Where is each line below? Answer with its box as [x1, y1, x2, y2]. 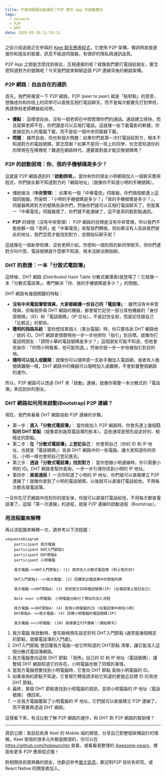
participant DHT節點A [14, 552, 57, 558]
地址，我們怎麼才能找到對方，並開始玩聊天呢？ [21, 231, 117, 237]
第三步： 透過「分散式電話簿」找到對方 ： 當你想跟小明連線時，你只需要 [12, 460, 157, 466]
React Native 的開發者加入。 [5, 766, 63, 772]
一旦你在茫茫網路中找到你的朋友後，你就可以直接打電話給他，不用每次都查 [5, 495, 157, 501]
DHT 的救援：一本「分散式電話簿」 [5, 261, 88, 268]
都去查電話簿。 [16, 484, 47, 490]
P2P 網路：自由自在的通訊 [5, 81, 67, 88]
